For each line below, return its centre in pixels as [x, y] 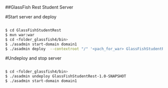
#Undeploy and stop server [33, 58]
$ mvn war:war [20, 35]
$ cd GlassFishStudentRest [33, 30]
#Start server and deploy [31, 17]
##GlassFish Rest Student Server [39, 7]
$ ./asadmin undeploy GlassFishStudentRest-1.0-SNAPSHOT [66, 77]
